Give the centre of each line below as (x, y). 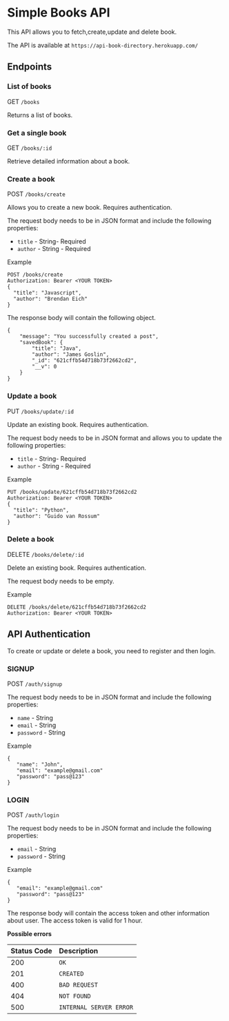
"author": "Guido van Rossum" (57, 516)
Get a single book (37, 132)
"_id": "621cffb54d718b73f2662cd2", (84, 361)
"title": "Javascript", (47, 293)
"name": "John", (40, 764)
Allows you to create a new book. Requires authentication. (90, 208)
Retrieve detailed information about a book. (69, 161)
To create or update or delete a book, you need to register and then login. (111, 651)
